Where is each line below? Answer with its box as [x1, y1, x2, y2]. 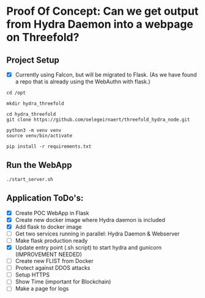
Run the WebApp [6, 160, 72, 170]
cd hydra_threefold [6, 112, 56, 118]
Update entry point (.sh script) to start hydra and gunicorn [15, 244, 162, 251]
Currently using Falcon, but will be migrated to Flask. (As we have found [15, 71, 197, 78]
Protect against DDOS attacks [15, 264, 91, 272]
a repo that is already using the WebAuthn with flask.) [15, 78, 151, 85]
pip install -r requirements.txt [6, 143, 92, 150]
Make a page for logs [15, 285, 69, 292]
